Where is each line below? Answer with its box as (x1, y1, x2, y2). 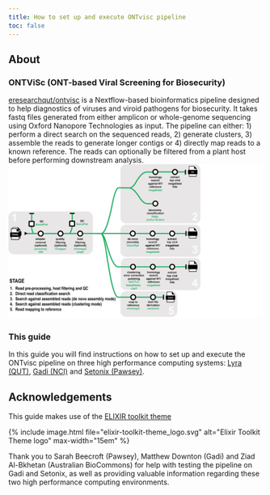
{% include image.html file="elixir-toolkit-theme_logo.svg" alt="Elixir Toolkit (8, 427, 260, 437)
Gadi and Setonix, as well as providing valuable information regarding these (8, 468, 260, 478)
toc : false (8, 21, 45, 30)
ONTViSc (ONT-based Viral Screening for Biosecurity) (8, 77, 226, 88)
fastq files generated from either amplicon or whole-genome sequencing (8, 112, 251, 122)
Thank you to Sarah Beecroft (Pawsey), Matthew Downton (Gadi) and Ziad (8, 451, 255, 461)
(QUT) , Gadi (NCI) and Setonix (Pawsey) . (8, 366, 145, 376)
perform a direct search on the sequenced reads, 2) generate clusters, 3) (8, 129, 253, 139)
